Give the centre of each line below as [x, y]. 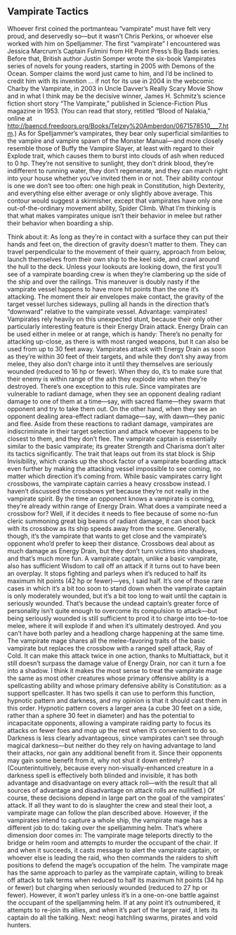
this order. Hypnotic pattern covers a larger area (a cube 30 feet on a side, [115, 708]
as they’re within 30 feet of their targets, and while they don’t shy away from [118, 356]
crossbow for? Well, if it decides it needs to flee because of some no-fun [113, 513]
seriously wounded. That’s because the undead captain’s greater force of [113, 603]
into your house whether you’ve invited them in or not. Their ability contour [116, 178]
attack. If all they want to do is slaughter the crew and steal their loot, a [110, 805]
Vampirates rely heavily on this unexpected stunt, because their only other [115, 319]
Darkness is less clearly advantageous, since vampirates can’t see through [116, 738]
